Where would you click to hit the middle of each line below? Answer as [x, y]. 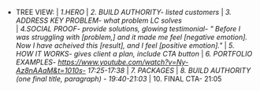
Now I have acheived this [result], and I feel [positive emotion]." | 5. [125, 45]
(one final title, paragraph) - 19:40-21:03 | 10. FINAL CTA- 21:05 [119, 79]
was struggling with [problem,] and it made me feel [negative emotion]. [132, 37]
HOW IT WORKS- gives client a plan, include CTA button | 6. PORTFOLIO [134, 54]
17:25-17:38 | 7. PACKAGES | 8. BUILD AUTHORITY [169, 70]
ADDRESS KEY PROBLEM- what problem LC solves [99, 20]
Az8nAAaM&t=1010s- [51, 70]
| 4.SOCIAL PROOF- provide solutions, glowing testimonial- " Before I [128, 29]
